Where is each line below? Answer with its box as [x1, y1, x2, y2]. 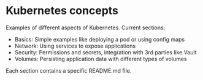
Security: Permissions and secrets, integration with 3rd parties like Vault [14, 48, 197, 56]
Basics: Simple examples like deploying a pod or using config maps [14, 35, 185, 43]
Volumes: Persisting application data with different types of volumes [14, 55, 188, 62]
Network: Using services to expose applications [14, 42, 136, 49]
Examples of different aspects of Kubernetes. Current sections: [6, 24, 166, 31]
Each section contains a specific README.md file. [6, 67, 132, 74]
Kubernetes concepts [6, 4, 119, 18]
